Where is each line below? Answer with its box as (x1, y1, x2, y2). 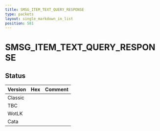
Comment (45, 86, 69, 93)
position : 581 (5, 21, 34, 26)
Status (5, 71, 26, 80)
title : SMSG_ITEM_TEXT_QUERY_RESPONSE (5, 7, 84, 12)
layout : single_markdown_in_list (5, 16, 73, 21)
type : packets (5, 12, 34, 17)
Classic (7, 94, 24, 101)
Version (7, 86, 26, 93)
